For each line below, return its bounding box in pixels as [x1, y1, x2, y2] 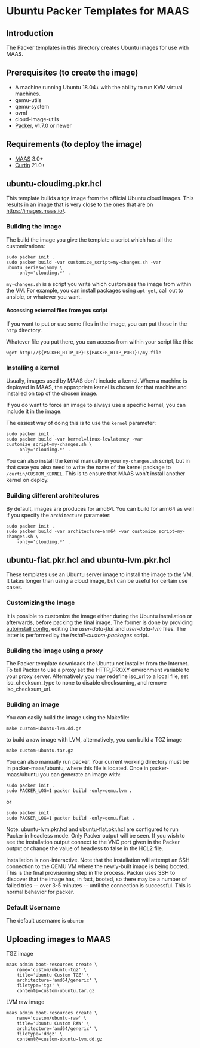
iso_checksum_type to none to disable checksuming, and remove [6, 679, 167, 686]
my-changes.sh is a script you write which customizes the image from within [6, 280, 192, 287]
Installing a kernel [6, 363, 59, 372]
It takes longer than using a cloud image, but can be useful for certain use [6, 577, 188, 585]
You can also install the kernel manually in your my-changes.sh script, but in [6, 457, 190, 465]
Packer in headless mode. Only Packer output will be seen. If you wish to [6, 832, 185, 839]
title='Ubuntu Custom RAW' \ [17, 1020, 90, 1026]
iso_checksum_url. [6, 685, 52, 692]
